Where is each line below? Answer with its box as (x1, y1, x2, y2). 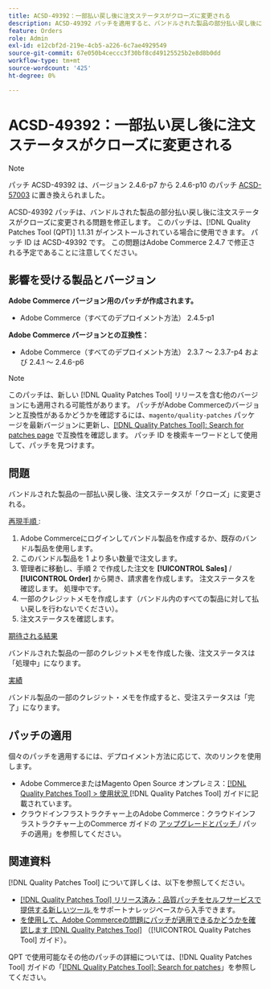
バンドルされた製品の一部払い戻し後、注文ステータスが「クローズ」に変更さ (8, 489, 262, 499)
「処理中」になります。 (8, 658, 86, 668)
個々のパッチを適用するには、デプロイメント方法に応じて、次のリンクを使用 (8, 751, 262, 761)
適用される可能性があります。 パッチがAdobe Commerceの (35, 400, 232, 410)
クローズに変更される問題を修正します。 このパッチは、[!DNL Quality (22, 217, 251, 226)
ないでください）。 (62, 604, 123, 614)
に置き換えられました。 (31, 190, 110, 200)
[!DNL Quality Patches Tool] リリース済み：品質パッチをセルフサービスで (19, 895, 262, 904)
